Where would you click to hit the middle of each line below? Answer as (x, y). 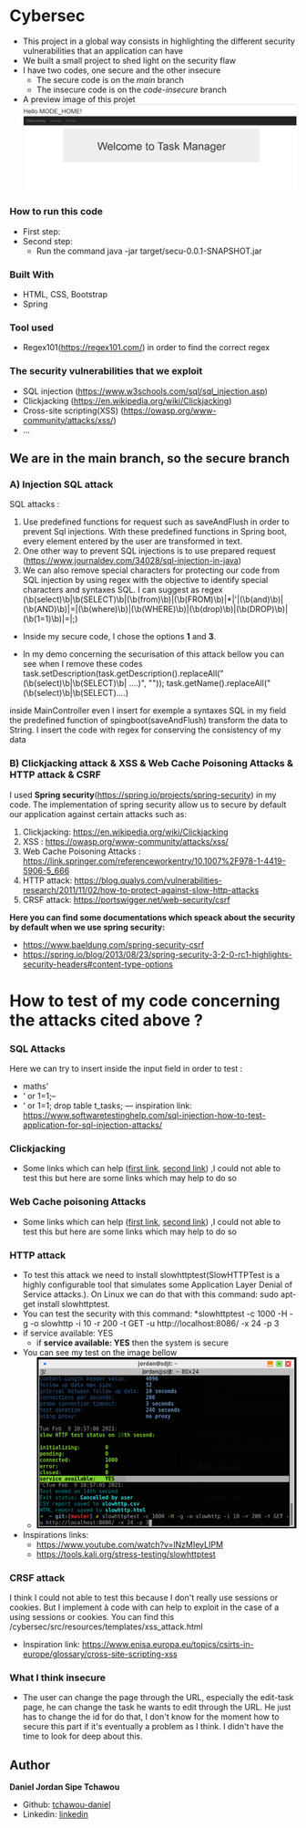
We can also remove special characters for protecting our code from (151, 570)
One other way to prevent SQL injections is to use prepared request (149, 551)
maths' (36, 1086)
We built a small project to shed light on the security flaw (129, 60)
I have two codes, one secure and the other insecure (122, 70)
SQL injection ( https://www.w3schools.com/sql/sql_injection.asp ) (145, 391)
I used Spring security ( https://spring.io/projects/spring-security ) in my (143, 795)
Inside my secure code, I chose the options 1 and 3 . (119, 637)
